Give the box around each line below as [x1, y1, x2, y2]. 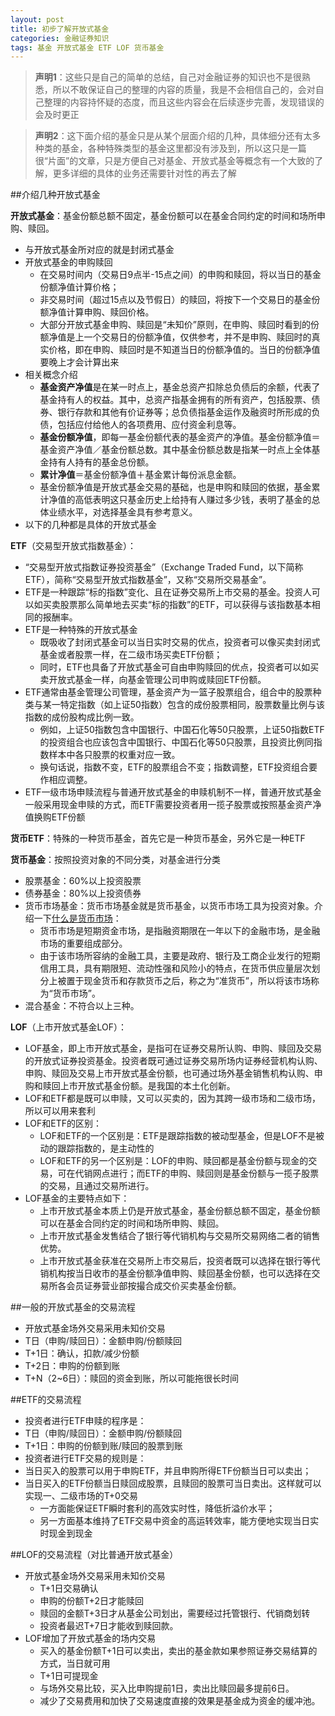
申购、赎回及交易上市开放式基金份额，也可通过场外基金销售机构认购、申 [24, 1067, 323, 1080]
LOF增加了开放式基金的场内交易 [24, 1632, 157, 1645]
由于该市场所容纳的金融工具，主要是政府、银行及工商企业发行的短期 [39, 950, 321, 962]
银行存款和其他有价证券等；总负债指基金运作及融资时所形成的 [57, 406, 312, 418]
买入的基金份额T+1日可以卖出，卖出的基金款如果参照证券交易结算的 [39, 1645, 318, 1657]
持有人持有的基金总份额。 [48, 456, 155, 468]
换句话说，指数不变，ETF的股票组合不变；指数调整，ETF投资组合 [39, 761, 310, 773]
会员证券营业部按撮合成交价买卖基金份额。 [66, 1280, 242, 1292]
